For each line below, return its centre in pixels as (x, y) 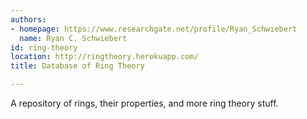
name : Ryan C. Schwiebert (73, 38)
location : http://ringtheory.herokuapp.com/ (104, 57)
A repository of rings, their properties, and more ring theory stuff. (144, 103)
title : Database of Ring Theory (77, 66)
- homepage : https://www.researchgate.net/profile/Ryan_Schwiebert (154, 29)
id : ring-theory (44, 47)
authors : (28, 19)
